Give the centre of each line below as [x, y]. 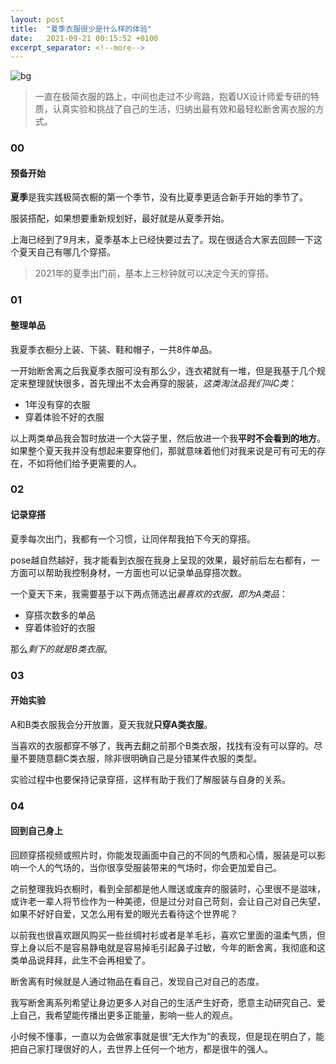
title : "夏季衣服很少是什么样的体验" [81, 29]
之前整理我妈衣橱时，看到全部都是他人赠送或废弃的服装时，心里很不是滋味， [168, 888]
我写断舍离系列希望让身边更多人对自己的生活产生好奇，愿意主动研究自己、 [163, 1002]
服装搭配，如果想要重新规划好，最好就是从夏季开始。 [120, 218]
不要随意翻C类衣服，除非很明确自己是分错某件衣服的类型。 [140, 758]
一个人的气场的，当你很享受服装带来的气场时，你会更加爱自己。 [150, 867]
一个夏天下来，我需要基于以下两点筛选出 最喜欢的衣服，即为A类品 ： [149, 593]
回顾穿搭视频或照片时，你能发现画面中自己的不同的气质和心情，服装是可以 [163, 855]
